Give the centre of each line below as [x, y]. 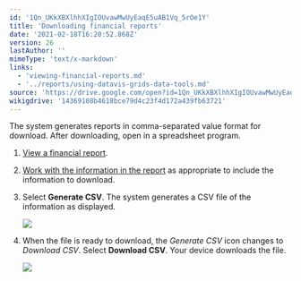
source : [24, 92]
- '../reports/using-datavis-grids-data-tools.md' [114, 84]
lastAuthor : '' [38, 51]
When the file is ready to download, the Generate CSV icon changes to [153, 241]
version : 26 [31, 43]
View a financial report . [65, 153]
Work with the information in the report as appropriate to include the [148, 170]
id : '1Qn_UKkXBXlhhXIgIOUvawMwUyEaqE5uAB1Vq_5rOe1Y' [110, 17]
